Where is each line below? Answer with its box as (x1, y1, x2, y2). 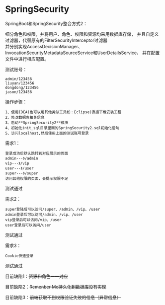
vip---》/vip (5, 160, 30, 166)
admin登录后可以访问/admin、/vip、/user (5, 212, 83, 217)
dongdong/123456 (5, 85, 39, 90)
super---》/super (5, 170, 38, 176)
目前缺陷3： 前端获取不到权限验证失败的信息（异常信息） (5, 294, 121, 300)
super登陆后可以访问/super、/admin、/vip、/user (5, 207, 100, 212)
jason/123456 (5, 89, 32, 94)
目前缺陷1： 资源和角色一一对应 (5, 273, 68, 279)
